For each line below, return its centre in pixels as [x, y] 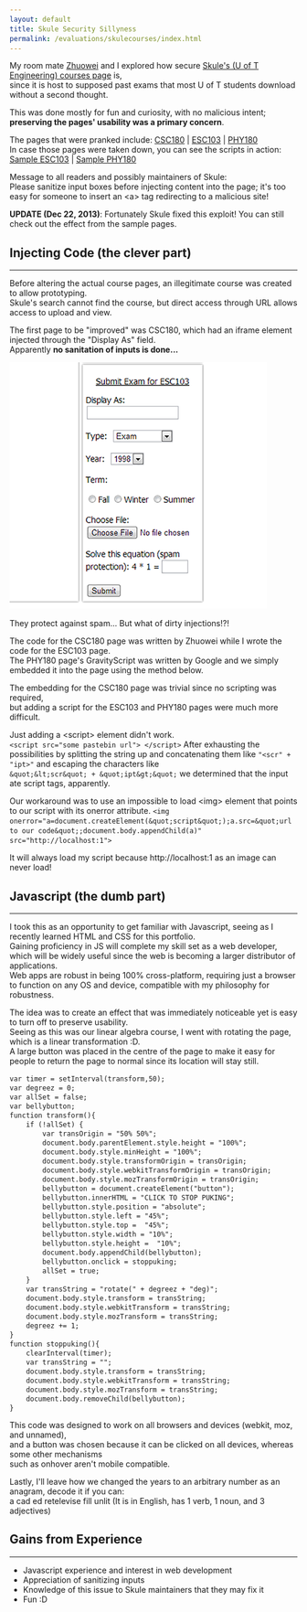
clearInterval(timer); [69, 1353]
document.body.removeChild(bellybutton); [106, 1399]
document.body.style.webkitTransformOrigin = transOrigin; [157, 1170]
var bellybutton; [42, 1106]
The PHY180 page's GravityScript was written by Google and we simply [144, 661]
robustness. [32, 995]
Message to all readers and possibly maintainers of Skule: [118, 177]
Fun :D [35, 1599]
